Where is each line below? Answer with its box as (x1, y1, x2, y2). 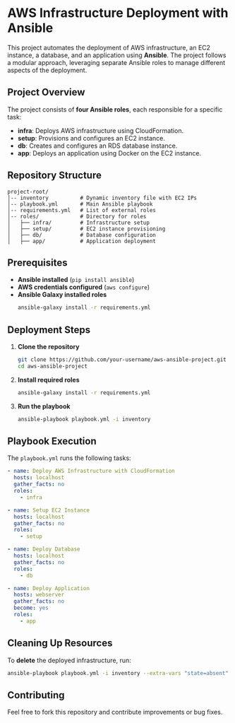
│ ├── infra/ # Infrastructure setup (7, 219, 150, 226)
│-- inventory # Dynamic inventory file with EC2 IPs (7, 194, 198, 201)
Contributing (7, 689, 65, 701)
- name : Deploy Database (7, 546, 80, 553)
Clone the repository (17, 343, 80, 351)
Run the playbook (17, 401, 71, 411)
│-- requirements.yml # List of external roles (7, 206, 157, 213)
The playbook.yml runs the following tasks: (7, 454, 132, 462)
